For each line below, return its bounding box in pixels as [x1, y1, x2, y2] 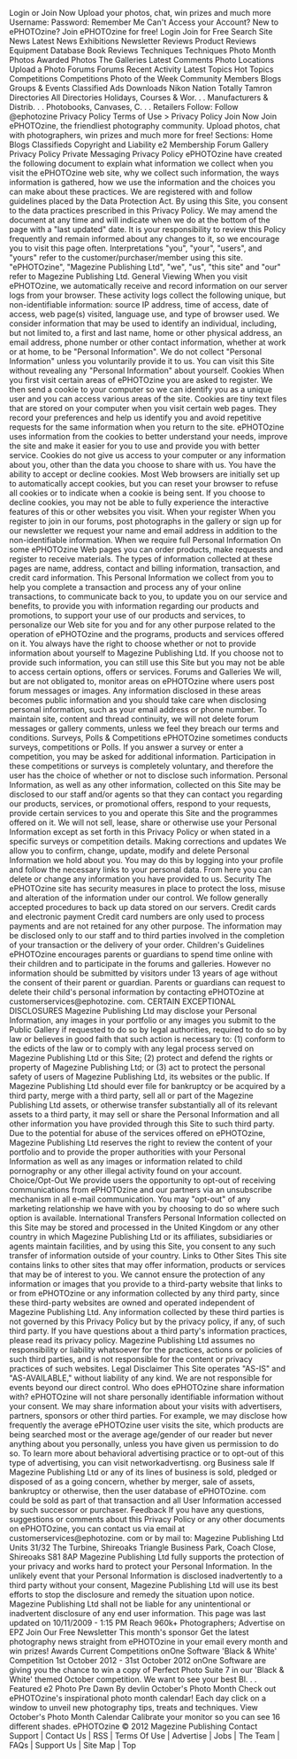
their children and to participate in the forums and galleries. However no [9, 959, 271, 969]
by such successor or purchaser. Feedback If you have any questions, [9, 1505, 265, 1514]
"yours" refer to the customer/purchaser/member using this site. [9, 253, 243, 262]
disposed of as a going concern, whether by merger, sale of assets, [9, 1476, 255, 1487]
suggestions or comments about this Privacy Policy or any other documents [9, 1514, 286, 1524]
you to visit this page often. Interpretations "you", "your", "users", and [9, 243, 263, 253]
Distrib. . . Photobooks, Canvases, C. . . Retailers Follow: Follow [9, 102, 239, 112]
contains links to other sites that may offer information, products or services [9, 1260, 286, 1270]
